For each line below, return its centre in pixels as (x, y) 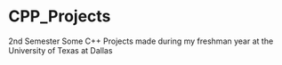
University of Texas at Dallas (60, 50)
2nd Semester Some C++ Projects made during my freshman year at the (141, 41)
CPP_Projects (60, 16)
